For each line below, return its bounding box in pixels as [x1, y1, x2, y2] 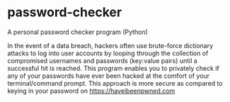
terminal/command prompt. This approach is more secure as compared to [7, 79, 223, 87]
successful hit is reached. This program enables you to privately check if [7, 64, 219, 72]
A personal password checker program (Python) [7, 28, 149, 36]
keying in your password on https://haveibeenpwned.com [7, 86, 176, 95]
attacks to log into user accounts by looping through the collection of [7, 49, 209, 57]
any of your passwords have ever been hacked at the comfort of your [7, 72, 210, 80]
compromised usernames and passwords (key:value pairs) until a [7, 56, 198, 64]
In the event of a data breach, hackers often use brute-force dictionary [7, 41, 214, 50]
